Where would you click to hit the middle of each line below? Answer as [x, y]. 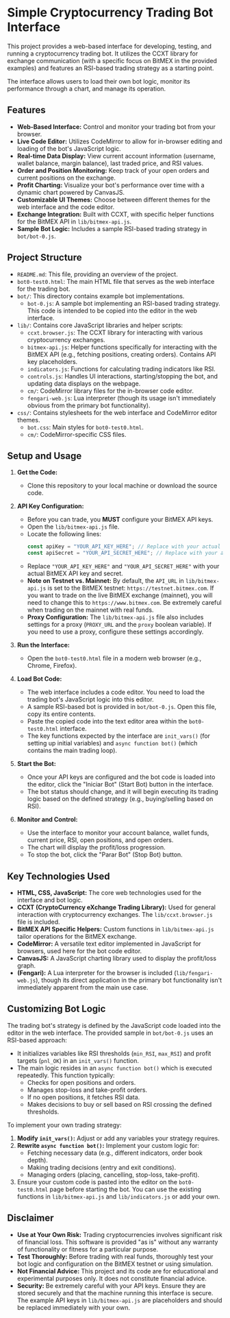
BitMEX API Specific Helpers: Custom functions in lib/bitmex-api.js [115, 929]
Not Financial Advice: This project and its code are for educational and [117, 1271]
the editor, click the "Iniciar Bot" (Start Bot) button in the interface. [120, 784]
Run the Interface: [43, 645]
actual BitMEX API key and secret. [75, 573]
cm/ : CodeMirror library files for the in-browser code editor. [110, 391]
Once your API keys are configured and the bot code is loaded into [121, 777]
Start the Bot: [36, 764]
